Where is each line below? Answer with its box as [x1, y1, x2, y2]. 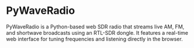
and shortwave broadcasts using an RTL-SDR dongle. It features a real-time [6, 29, 189, 36]
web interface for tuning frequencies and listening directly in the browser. [6, 35, 183, 42]
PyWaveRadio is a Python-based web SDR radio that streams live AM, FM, [6, 23, 185, 30]
